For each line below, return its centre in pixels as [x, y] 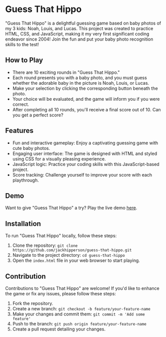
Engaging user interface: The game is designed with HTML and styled [85, 153]
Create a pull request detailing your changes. [59, 329]
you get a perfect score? [38, 115]
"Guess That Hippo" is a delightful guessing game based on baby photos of [83, 23]
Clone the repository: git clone [45, 245]
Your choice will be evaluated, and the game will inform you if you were [86, 99]
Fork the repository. [33, 303]
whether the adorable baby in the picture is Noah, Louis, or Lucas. [81, 83]
